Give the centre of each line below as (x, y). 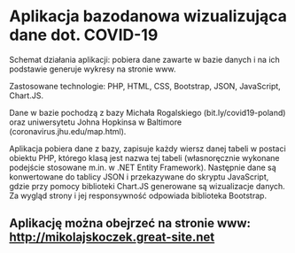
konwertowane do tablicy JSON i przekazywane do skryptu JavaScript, (139, 176)
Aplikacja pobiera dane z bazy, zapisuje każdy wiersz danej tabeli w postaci (147, 149)
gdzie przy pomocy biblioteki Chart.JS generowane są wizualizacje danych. (147, 186)
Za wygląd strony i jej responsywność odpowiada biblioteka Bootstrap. (138, 195)
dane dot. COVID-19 (84, 35)
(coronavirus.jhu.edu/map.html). (68, 131)
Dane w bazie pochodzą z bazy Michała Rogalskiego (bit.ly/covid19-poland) (147, 112)
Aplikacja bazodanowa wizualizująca (148, 16)
